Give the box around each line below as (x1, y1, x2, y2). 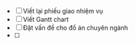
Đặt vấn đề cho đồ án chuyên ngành (22, 24, 129, 32)
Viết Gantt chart (22, 15, 69, 23)
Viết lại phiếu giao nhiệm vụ (22, 7, 103, 15)
